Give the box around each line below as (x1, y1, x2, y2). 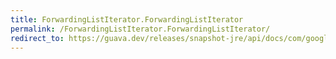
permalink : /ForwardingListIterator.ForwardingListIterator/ (10, 24, 271, 34)
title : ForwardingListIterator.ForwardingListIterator (10, 14, 244, 25)
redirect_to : (10, 33, 65, 43)
